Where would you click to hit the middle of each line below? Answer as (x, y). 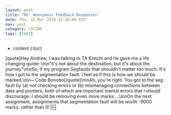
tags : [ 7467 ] (19, 34)
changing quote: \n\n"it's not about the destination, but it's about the (78, 64)
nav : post (16, 24)
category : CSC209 (24, 29)
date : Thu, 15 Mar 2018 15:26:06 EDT (46, 19)
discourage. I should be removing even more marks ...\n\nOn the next (79, 96)
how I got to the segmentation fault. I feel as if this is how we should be (80, 74)
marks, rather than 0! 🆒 (31, 107)
